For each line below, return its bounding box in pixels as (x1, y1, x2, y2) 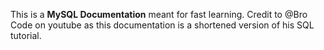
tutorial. (10, 30, 42, 41)
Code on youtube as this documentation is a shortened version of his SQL (10, 19, 315, 31)
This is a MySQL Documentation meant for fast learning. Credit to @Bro (10, 9, 308, 20)
